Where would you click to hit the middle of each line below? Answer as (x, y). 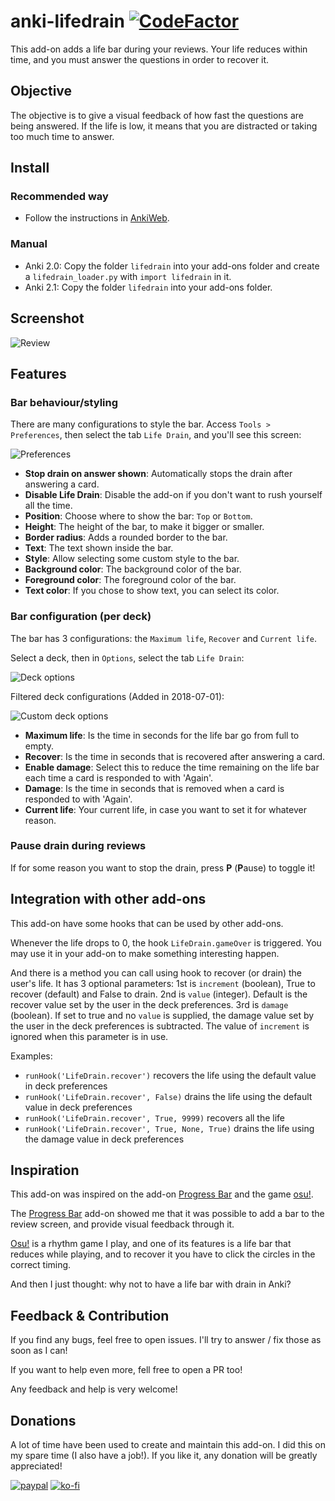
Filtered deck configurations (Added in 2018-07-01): (117, 696)
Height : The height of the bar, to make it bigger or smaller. (144, 527)
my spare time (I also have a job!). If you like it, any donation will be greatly (164, 1456)
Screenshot (47, 318)
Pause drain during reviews (78, 846)
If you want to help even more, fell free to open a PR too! (126, 1370)
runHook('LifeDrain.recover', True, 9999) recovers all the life (155, 1117)
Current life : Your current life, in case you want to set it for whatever (165, 809)
